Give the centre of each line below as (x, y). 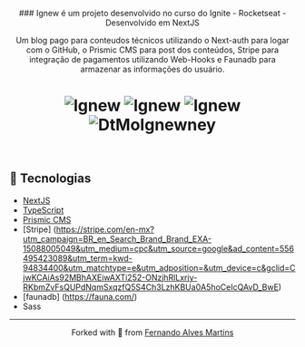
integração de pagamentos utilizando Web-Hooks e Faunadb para (152, 59)
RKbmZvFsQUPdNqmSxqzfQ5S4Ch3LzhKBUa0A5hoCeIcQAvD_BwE (151, 287)
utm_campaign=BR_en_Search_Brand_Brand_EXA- (117, 238)
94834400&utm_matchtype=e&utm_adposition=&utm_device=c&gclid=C (159, 267)
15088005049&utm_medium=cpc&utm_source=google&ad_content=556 (158, 248)
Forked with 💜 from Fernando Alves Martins (152, 332)
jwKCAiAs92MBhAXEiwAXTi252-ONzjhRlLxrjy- (110, 277)
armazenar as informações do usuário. (152, 69)
